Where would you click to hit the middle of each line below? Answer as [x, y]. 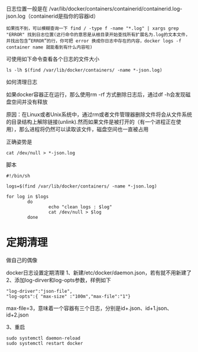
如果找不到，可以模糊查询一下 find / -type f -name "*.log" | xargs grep [92, 28]
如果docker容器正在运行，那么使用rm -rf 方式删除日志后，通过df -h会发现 [96, 94]
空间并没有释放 [29, 102]
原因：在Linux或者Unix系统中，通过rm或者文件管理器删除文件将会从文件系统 [99, 114]
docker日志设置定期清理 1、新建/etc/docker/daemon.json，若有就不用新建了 [99, 272]
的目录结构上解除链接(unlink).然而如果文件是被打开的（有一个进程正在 [91, 122]
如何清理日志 [22, 82]
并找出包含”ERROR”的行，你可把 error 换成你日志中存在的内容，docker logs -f [94, 41]
